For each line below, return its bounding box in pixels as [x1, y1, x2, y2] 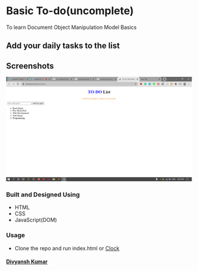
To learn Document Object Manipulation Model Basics [6, 24, 137, 31]
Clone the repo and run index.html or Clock [14, 244, 120, 252]
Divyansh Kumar [6, 258, 48, 265]
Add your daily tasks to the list [6, 41, 120, 51]
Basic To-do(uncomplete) [6, 4, 134, 18]
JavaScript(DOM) [14, 217, 57, 224]
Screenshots [6, 61, 54, 71]
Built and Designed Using [6, 191, 80, 199]
